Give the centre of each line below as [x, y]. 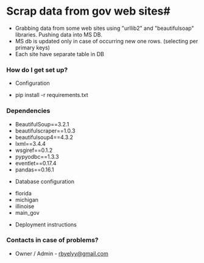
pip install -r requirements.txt [51, 95]
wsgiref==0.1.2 [34, 150]
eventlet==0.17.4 [36, 163]
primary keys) [33, 48]
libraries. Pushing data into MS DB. [58, 34]
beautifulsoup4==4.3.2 [44, 137]
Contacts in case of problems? [52, 240]
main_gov [27, 212]
